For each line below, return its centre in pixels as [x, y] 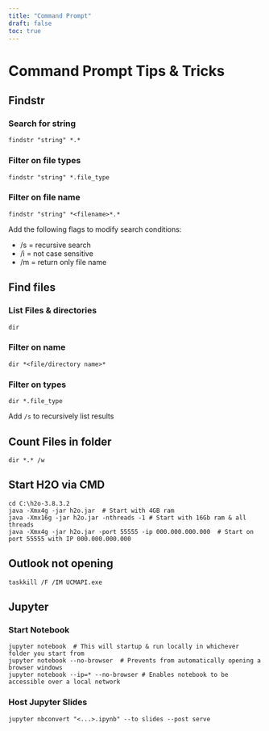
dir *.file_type [35, 401]
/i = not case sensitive [57, 253]
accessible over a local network [64, 682]
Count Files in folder [60, 441]
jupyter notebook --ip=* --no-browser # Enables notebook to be [118, 675]
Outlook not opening [61, 563]
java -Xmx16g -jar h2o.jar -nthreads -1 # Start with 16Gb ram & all [128, 518]
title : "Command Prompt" [50, 16]
